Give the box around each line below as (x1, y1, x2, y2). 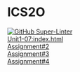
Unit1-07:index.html (7, 34, 64, 43)
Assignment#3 (7, 50, 50, 58)
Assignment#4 (7, 57, 50, 65)
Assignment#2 (7, 42, 50, 50)
